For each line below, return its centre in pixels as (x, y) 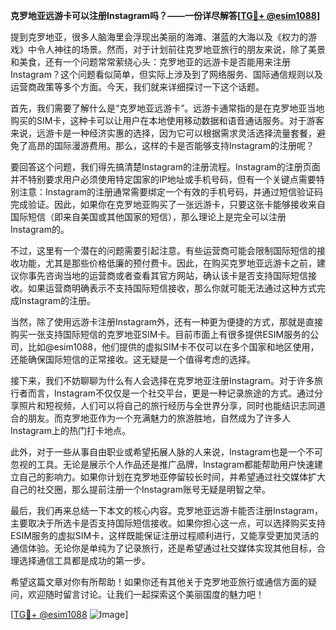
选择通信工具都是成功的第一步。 (84, 560)
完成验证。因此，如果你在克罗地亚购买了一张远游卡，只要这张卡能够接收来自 (168, 204)
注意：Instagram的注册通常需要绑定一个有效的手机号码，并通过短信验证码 (170, 192)
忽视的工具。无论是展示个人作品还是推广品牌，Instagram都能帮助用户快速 (162, 464)
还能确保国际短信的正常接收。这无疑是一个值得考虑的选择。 (133, 359)
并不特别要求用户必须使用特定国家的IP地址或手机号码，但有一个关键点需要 (163, 179)
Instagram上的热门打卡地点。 (70, 430)
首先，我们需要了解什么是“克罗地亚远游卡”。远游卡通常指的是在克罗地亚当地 (167, 108)
